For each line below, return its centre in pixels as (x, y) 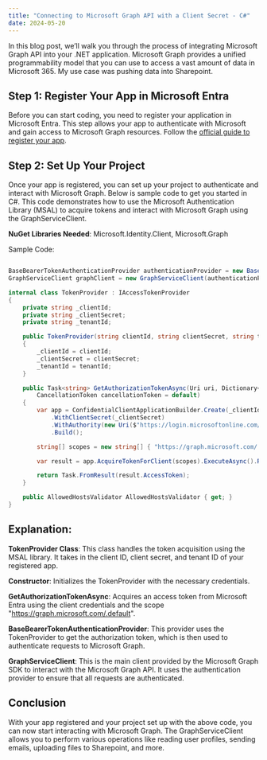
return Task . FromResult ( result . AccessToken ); (114, 475)
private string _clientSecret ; (74, 315)
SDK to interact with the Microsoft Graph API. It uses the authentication (124, 669)
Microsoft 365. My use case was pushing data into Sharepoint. (110, 71)
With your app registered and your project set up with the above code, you (130, 722)
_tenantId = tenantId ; (74, 366)
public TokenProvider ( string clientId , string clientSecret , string (138, 337)
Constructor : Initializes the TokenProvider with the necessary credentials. (129, 581)
